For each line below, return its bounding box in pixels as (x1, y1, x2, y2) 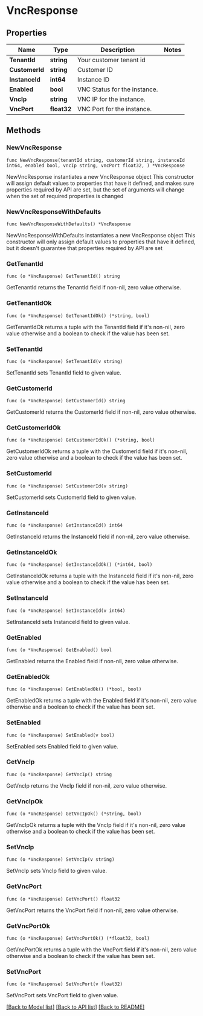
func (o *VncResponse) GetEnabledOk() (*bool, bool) (6, 686, 142, 692)
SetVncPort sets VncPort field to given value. (6, 992, 119, 999)
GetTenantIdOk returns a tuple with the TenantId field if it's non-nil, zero (6, 323, 185, 330)
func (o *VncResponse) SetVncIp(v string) (6, 857, 115, 863)
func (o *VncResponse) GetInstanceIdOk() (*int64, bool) (6, 562, 153, 568)
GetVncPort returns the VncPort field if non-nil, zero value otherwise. (6, 907, 178, 914)
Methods (6, 125, 41, 136)
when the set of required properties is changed (6, 192, 124, 199)
